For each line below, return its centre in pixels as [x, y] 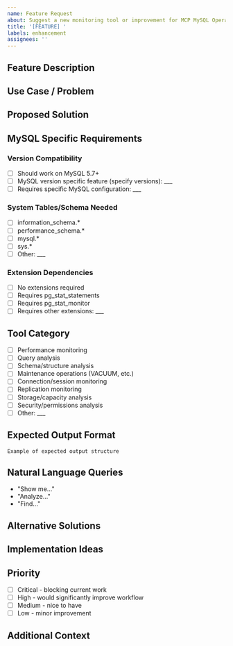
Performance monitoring [52, 350]
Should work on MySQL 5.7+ [58, 173]
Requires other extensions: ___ [60, 311]
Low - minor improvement [54, 613]
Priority [24, 573]
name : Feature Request [40, 14]
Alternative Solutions [54, 525]
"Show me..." [36, 489]
